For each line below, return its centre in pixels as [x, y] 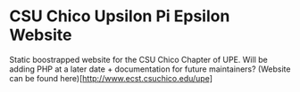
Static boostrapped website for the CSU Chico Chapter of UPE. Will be [138, 59]
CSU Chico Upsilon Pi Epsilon [120, 16]
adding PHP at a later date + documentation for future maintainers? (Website [150, 69]
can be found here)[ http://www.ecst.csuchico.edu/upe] [111, 78]
